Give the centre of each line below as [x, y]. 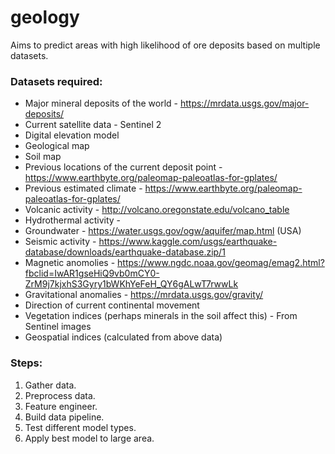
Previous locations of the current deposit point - [123, 167]
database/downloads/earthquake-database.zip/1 [125, 252]
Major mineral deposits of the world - [101, 103]
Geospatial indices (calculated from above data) [123, 337]
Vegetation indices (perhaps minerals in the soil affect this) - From [161, 316]
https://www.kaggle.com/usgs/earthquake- [188, 242]
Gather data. [50, 385]
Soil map [43, 157]
